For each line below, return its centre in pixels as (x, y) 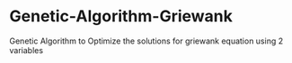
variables (26, 50)
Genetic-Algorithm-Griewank (121, 16)
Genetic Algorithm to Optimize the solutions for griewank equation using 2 (146, 41)
